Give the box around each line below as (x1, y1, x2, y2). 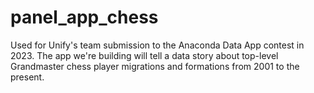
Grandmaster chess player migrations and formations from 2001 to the (10, 60, 300, 72)
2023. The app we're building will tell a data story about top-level (10, 49, 279, 61)
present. (10, 71, 45, 83)
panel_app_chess (10, 6, 159, 29)
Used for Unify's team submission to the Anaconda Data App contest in (10, 39, 305, 51)
